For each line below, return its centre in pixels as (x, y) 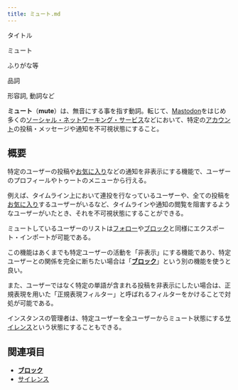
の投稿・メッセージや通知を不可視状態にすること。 (88, 128)
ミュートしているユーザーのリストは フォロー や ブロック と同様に (101, 228)
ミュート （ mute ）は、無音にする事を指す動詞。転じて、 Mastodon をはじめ (117, 110)
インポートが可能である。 (57, 237)
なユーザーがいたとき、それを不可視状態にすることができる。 (97, 214)
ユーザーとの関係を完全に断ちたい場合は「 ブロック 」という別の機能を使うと (119, 261)
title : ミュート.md (34, 14)
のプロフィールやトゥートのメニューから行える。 (79, 180)
